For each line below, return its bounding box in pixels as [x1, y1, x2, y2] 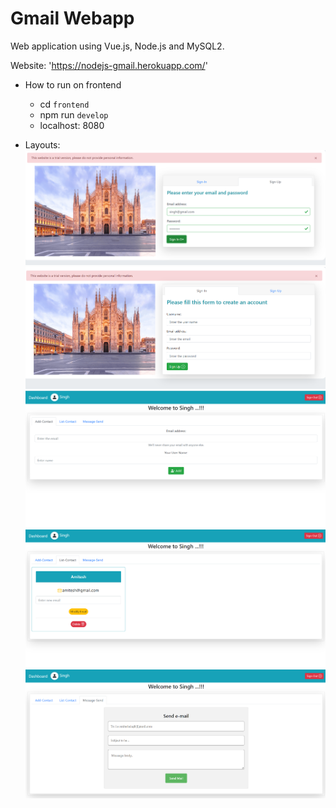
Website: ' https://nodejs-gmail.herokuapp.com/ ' [10, 59, 208, 71]
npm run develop [39, 108, 109, 121]
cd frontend [39, 98, 90, 110]
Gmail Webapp [10, 7, 135, 30]
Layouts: [24, 138, 61, 151]
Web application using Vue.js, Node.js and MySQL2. [10, 40, 225, 52]
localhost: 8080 [39, 119, 105, 131]
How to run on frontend [24, 78, 122, 91]
